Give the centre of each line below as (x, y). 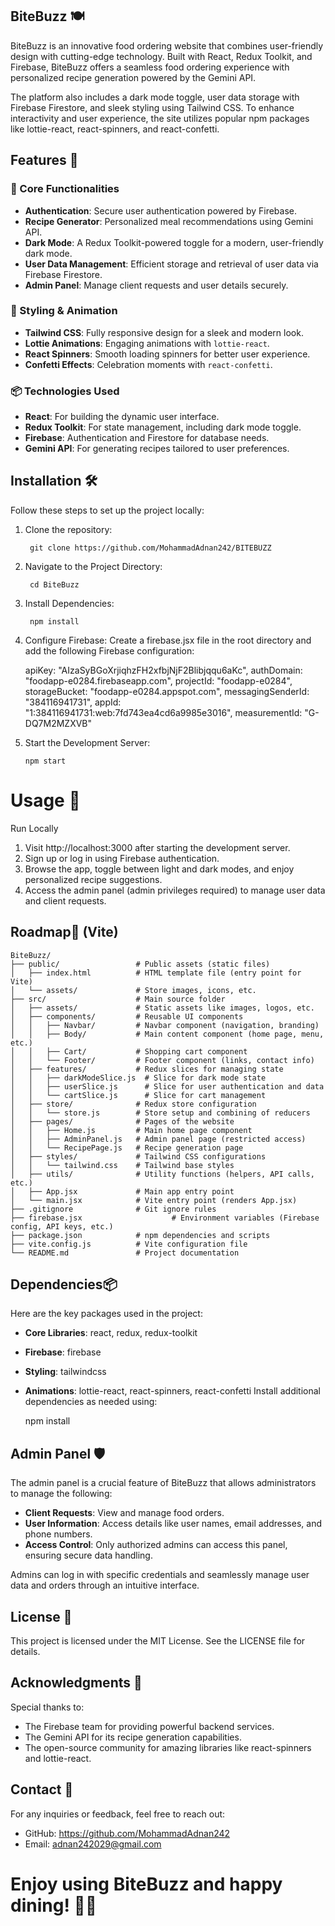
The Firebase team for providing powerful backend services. (149, 1726)
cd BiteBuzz (54, 584)
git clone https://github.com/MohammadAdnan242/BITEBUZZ (150, 548)
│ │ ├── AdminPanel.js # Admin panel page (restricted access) (158, 1139)
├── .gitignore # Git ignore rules (113, 1209)
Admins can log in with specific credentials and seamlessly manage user (160, 1575)
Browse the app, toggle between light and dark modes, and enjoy (159, 869)
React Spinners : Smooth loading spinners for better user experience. (167, 354)
